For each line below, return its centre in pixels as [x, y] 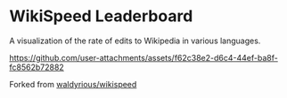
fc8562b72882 [37, 67]
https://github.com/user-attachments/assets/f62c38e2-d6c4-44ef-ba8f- [143, 57]
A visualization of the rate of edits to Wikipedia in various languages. [135, 41]
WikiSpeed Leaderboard [101, 16]
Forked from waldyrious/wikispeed [73, 84]
